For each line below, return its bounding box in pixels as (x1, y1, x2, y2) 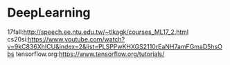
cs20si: (7, 35, 28, 43)
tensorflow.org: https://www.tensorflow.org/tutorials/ (15, 50, 165, 58)
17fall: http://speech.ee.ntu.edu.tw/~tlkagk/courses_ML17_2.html (7, 28, 189, 36)
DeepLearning (7, 5, 91, 21)
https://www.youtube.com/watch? (27, 35, 125, 43)
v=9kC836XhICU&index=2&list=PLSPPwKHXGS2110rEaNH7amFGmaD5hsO (7, 42, 223, 50)
